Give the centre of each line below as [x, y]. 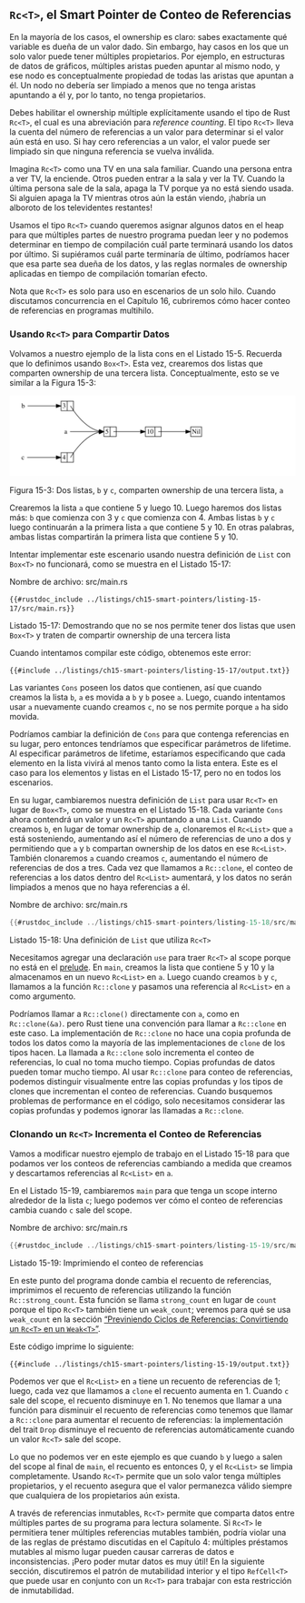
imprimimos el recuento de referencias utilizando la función [120, 1290]
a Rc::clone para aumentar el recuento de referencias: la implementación [146, 1419]
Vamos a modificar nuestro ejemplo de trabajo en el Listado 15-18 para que [150, 1154]
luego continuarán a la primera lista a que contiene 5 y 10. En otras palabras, [152, 527]
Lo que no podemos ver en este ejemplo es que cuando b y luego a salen [146, 1457]
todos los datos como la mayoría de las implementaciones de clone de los [148, 1043]
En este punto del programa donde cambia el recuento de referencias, [141, 1280]
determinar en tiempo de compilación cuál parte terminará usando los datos [151, 244]
